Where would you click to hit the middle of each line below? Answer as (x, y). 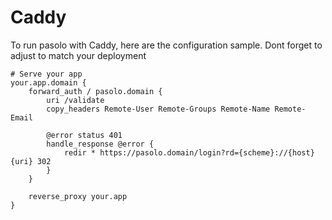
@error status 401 (84, 135)
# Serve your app (46, 74)
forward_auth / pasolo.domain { (95, 91)
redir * (80, 152)
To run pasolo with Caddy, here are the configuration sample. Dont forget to (166, 45)
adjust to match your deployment (78, 55)
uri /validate (75, 100)
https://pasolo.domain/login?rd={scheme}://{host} (207, 152)
